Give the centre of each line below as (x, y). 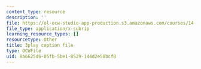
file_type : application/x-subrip (48, 28)
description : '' (26, 17)
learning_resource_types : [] (42, 34)
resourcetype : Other (32, 40)
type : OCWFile (24, 51)
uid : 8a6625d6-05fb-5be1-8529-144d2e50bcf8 (61, 56)
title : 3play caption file (40, 46)
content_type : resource (36, 12)
